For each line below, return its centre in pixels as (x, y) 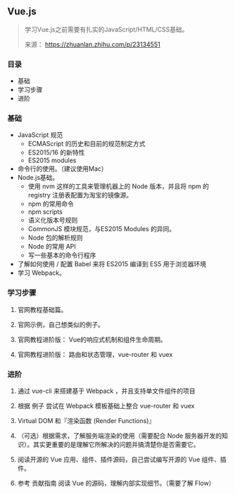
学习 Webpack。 (41, 273)
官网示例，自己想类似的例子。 (61, 324)
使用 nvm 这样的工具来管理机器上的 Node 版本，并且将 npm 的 (119, 186)
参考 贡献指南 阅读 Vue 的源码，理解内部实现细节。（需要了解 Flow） (116, 483)
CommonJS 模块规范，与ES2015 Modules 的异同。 (102, 229)
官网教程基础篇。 (42, 309)
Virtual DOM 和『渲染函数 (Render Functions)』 (86, 421)
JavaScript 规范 (40, 135)
